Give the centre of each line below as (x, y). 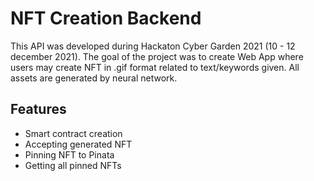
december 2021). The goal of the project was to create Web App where (157, 56)
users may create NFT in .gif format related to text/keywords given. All (155, 67)
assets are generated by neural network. (94, 78)
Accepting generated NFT (78, 144)
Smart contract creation (73, 133)
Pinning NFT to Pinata (69, 154)
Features (38, 109)
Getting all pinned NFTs (73, 165)
